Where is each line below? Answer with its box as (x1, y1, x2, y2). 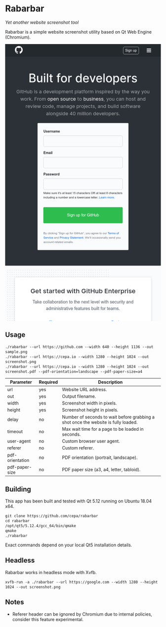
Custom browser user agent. (62, 438, 120, 444)
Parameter (9, 379, 32, 385)
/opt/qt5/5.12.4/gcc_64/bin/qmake (5, 524, 77, 529)
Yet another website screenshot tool (5, 19, 79, 25)
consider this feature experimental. (12, 616, 84, 622)
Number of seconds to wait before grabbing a (62, 414, 155, 420)
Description (98, 379, 123, 385)
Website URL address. (62, 386, 107, 392)
